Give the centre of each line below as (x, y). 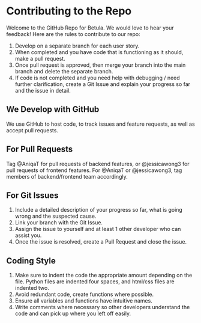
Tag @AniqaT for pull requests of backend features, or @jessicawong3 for (98, 164)
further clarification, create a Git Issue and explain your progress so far (103, 84)
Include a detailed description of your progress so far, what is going (99, 210)
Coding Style (31, 261)
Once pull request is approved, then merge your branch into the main (100, 65)
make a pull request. (40, 58)
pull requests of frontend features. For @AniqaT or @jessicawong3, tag (94, 170)
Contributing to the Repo (69, 11)
